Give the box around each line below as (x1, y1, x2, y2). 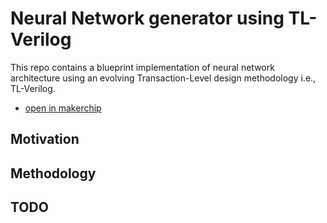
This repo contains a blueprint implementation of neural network (10, 61, 275, 73)
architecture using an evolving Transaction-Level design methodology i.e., (10, 72, 317, 84)
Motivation (10, 131, 80, 148)
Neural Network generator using (10, 7, 285, 30)
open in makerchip (24, 102, 102, 114)
